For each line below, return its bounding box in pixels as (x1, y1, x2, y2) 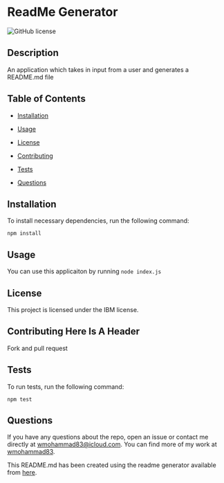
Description (7, 47, 59, 59)
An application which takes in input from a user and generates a (7, 65, 189, 73)
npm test (7, 396, 32, 403)
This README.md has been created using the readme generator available (7, 461, 216, 469)
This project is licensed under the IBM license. (7, 306, 139, 313)
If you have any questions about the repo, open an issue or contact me (7, 433, 209, 441)
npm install (7, 230, 41, 237)
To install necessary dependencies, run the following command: (7, 217, 189, 225)
